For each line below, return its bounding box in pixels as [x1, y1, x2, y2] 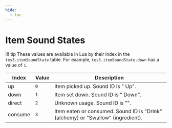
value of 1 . [5, 62, 28, 68]
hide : [5, 7, 17, 13]
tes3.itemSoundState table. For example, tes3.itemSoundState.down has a [5, 57, 160, 63]
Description [94, 74, 124, 81]
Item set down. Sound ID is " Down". [54, 91, 142, 98]
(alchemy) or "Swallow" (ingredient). [54, 114, 143, 121]
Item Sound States [5, 34, 85, 46]
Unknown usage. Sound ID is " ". [54, 99, 132, 106]
